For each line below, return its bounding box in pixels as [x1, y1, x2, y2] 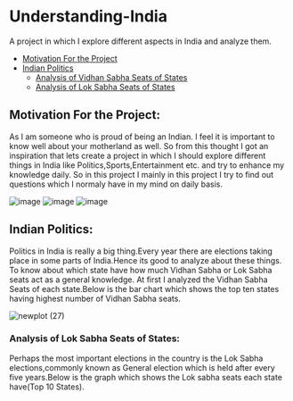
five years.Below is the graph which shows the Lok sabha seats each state [9, 372, 283, 382]
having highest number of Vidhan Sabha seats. [9, 293, 181, 304]
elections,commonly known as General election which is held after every [9, 362, 276, 372]
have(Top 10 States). [9, 381, 85, 392]
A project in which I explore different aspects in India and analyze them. [9, 36, 272, 46]
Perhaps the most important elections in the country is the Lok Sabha [9, 353, 264, 363]
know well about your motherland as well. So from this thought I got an [9, 140, 269, 151]
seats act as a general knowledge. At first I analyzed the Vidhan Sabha [9, 274, 269, 285]
